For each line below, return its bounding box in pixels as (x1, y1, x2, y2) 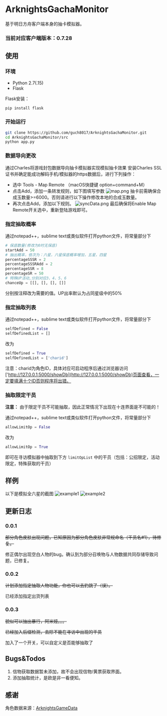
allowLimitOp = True (5, 444, 49, 450)
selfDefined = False (5, 326, 49, 331)
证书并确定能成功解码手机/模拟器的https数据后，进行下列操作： (5, 171, 136, 177)
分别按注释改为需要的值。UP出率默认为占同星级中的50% (5, 290, 122, 296)
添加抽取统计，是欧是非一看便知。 (12, 675, 83, 681)
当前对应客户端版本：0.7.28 (5, 34, 73, 41)
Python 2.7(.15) (12, 79, 44, 86)
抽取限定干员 (5, 391, 37, 398)
